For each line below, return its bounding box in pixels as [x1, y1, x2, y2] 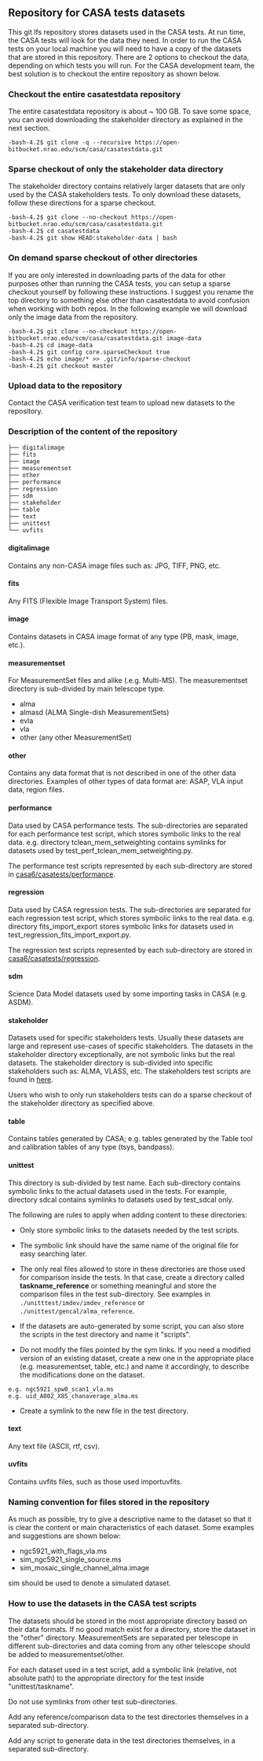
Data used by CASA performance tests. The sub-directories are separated [8, 821, 249, 830]
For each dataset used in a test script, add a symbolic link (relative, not [8, 1665, 237, 1674]
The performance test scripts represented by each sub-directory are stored [8, 861, 253, 870]
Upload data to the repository [8, 380, 123, 391]
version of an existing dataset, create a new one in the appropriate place [19, 1353, 254, 1362]
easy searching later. [19, 1248, 88, 1259]
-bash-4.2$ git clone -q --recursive [8, 139, 132, 146]
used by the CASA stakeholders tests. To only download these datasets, [8, 190, 242, 199]
